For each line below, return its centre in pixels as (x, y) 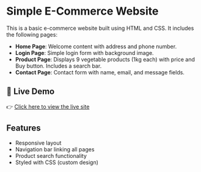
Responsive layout (38, 143)
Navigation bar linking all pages (55, 149)
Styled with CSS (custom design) (57, 162)
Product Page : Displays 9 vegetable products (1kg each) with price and (105, 59)
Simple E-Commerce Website (82, 11)
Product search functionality (51, 156)
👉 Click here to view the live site (48, 106)
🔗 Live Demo (31, 92)
